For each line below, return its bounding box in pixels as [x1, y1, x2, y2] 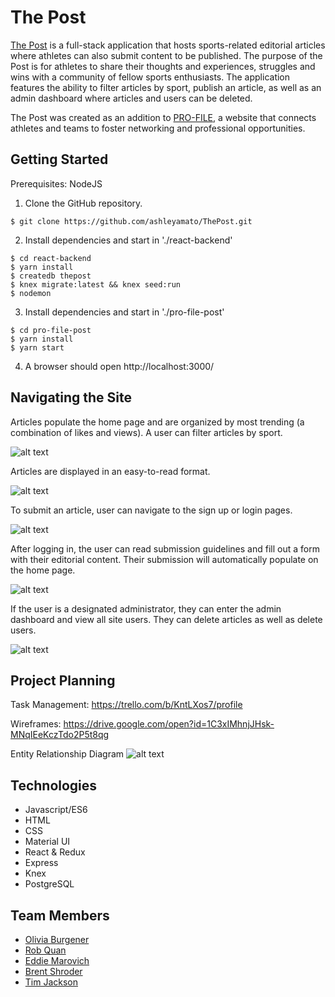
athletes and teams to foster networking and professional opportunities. [10, 122, 306, 134]
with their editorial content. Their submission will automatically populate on [10, 553, 319, 565]
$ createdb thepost [10, 271, 92, 281]
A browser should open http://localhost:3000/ [24, 360, 215, 372]
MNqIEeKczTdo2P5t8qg [10, 729, 110, 741]
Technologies [10, 777, 98, 794]
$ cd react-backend [10, 253, 92, 263]
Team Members [10, 907, 110, 924]
